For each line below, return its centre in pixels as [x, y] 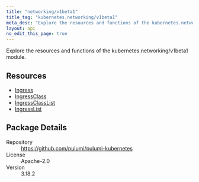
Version [15, 167]
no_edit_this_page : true [37, 34]
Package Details [36, 128]
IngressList [28, 109]
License [16, 155]
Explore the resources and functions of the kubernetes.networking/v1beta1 [97, 51]
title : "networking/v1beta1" [42, 12]
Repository [19, 142]
